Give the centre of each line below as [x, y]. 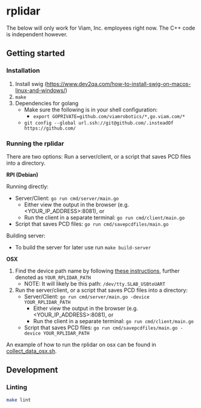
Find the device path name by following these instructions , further [97, 271]
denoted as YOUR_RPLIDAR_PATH [53, 277]
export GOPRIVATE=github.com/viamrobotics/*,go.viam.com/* [109, 116]
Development [32, 370]
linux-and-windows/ [40, 90]
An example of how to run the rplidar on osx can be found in [81, 344]
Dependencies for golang [47, 103]
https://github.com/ [50, 128]
